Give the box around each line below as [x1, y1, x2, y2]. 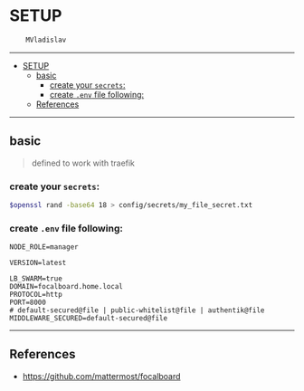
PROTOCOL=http [9, 291, 63, 300]
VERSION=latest [9, 259, 67, 268]
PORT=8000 [9, 298, 47, 308]
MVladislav [25, 35, 67, 44]
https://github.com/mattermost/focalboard [22, 370, 181, 381]
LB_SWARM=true [9, 274, 63, 283]
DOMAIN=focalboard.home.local [9, 282, 124, 291]
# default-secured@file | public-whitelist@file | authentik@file [9, 306, 265, 315]
